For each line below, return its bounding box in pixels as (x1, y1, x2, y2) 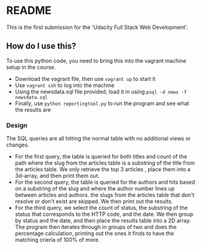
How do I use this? (6, 41, 76, 51)
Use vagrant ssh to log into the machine (14, 81, 115, 89)
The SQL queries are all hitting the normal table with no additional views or (6, 135, 191, 142)
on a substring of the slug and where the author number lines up (14, 185, 175, 192)
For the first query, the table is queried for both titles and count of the (14, 153, 188, 160)
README (6, 4, 52, 17)
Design (6, 121, 28, 130)
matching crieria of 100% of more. (14, 236, 100, 244)
